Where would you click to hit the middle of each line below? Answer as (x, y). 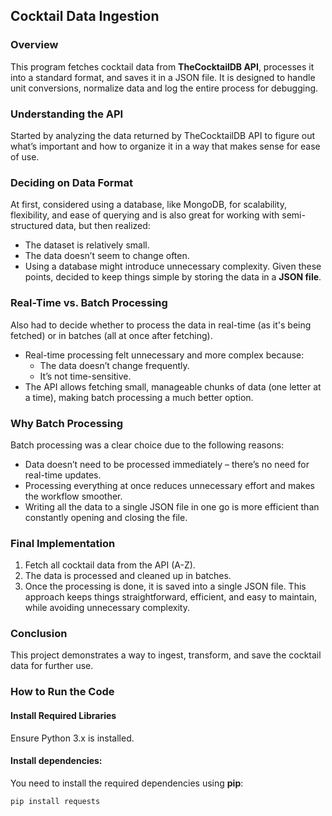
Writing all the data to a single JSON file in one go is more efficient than (172, 506)
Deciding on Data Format (71, 182)
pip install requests (55, 801)
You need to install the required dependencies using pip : (127, 783)
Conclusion (39, 634)
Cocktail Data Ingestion (85, 16)
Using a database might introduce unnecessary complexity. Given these (173, 266)
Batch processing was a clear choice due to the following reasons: (147, 445)
